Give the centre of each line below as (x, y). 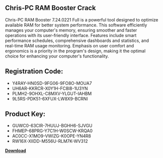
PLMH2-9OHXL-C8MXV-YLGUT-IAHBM (52, 93)
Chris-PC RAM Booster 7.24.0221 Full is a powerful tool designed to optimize (82, 20)
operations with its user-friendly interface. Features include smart (71, 35)
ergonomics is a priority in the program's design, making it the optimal (75, 51)
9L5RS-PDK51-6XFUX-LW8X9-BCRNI (50, 99)
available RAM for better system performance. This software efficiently (76, 25)
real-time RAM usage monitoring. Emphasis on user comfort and (70, 45)
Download (16, 151)
